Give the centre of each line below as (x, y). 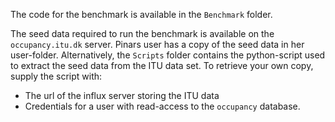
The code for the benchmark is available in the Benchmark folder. (141, 14)
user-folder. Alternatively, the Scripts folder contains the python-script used (168, 55)
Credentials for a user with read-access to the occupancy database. (162, 106)
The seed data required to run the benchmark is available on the (142, 33)
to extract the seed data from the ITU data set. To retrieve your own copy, (162, 65)
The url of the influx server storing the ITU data (122, 95)
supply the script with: (56, 76)
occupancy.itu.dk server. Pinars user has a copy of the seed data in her (157, 44)
